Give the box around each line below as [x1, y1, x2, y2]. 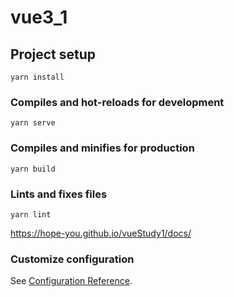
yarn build [10, 164, 56, 174]
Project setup [10, 46, 97, 63]
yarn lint [10, 209, 52, 220]
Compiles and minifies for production [10, 141, 195, 155]
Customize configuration [10, 252, 135, 266]
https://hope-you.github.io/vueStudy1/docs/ [10, 227, 192, 239]
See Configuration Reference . [10, 275, 133, 287]
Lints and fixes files [10, 187, 108, 201]
